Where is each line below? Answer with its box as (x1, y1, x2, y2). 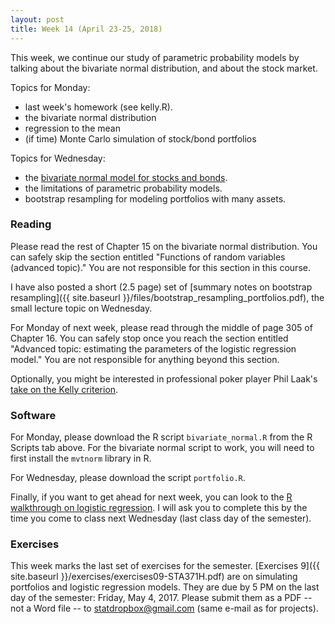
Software (10, 408, 57, 422)
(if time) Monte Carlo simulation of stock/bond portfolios (24, 132, 257, 145)
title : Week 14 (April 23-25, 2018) (10, 24, 163, 34)
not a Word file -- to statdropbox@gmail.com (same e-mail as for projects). (10, 602, 319, 615)
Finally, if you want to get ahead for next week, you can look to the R (10, 491, 293, 503)
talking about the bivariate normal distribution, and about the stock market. (10, 62, 318, 74)
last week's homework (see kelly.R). (24, 101, 173, 113)
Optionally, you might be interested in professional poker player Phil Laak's (10, 372, 318, 385)
